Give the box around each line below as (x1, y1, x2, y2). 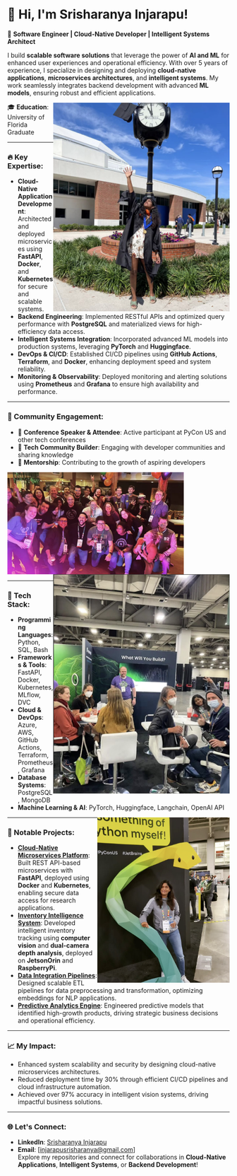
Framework (17, 653, 52, 662)
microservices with (17, 866, 73, 875)
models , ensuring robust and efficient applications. (7, 88, 157, 97)
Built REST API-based (17, 858, 81, 867)
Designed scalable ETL (17, 979, 85, 987)
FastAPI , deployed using (17, 873, 90, 883)
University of (7, 112, 45, 121)
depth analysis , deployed (17, 949, 93, 957)
